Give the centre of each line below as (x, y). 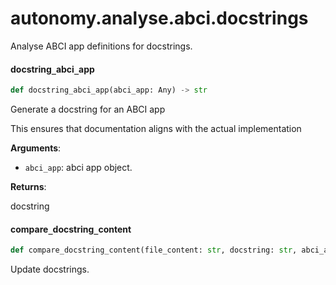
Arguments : (36, 148)
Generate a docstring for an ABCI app (88, 109)
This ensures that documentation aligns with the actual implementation (156, 129)
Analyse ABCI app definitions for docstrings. (101, 46)
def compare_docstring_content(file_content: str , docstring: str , (154, 250)
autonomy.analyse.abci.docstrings (159, 18)
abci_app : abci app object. (78, 168)
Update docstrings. (50, 269)
